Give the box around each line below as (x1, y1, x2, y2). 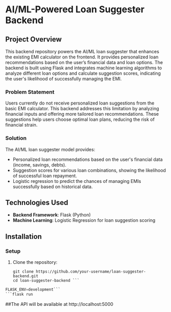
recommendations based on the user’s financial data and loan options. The (5, 59, 163, 65)
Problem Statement (5, 88, 55, 95)
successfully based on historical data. (12, 183, 93, 190)
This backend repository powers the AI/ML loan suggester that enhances (5, 49, 160, 54)
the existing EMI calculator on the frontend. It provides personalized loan (5, 54, 159, 60)
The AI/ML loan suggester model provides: (5, 146, 96, 152)
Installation (5, 232, 42, 241)
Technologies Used (5, 198, 68, 207)
